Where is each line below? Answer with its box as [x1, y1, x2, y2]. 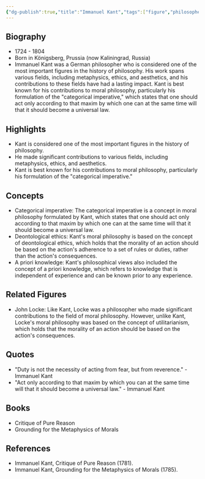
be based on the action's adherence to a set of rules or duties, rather [14, 246, 189, 253]
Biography [6, 32, 47, 42]
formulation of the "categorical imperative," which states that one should [14, 93, 198, 101]
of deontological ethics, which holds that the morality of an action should [14, 239, 199, 247]
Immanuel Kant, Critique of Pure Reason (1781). [14, 459, 133, 467]
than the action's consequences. [14, 252, 97, 260]
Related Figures [6, 289, 67, 300]
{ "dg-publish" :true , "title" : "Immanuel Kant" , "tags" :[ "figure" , [6, 9, 171, 15]
